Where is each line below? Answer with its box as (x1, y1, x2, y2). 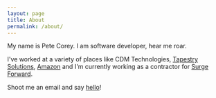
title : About (7, 17, 45, 23)
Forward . (7, 70, 33, 78)
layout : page (7, 10, 45, 17)
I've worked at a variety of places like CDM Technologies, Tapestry (7, 55, 199, 63)
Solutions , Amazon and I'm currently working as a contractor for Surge (7, 63, 209, 71)
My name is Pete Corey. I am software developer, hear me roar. (7, 42, 187, 50)
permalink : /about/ (7, 23, 64, 30)
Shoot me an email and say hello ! (7, 84, 102, 92)
